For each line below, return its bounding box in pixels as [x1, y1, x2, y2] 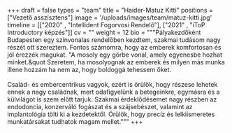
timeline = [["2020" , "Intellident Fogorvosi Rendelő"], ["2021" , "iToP [7, 21, 205, 29]
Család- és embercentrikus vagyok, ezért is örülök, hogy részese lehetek [7, 80, 218, 88]
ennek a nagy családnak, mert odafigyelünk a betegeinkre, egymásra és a [7, 87, 220, 96]
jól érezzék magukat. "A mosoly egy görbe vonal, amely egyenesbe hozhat [7, 50, 222, 59]
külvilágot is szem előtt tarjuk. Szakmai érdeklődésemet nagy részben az [7, 95, 217, 104]
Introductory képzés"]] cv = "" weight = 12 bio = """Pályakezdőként [7, 28, 201, 36]
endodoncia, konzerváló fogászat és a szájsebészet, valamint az [7, 103, 194, 111]
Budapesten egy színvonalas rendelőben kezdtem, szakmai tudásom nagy [7, 36, 222, 44]
